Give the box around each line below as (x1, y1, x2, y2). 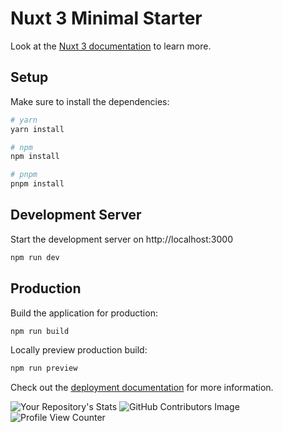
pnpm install (10, 179, 65, 189)
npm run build (10, 326, 70, 336)
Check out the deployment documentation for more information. (10, 382, 274, 394)
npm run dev (10, 252, 60, 262)
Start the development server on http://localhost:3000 (10, 233, 233, 245)
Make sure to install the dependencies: (10, 95, 170, 107)
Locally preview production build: (10, 344, 148, 356)
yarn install (10, 124, 65, 134)
